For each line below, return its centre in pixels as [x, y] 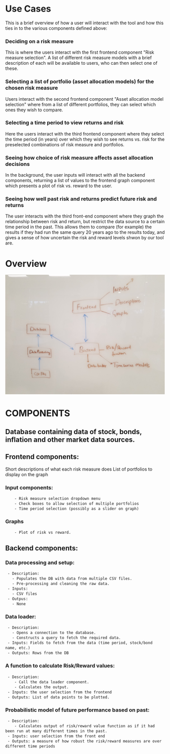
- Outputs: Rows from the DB [38, 653]
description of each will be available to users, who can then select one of [81, 63]
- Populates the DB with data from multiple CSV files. [72, 579]
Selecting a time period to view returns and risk [65, 123]
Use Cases [28, 9]
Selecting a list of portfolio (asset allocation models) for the [80, 81]
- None [19, 604]
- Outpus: [18, 599]
